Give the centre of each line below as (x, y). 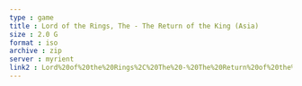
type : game (31, 17)
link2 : (24, 68)
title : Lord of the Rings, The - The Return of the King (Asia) (134, 26)
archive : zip (36, 51)
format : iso (34, 43)
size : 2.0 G (34, 34)
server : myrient (42, 59)
